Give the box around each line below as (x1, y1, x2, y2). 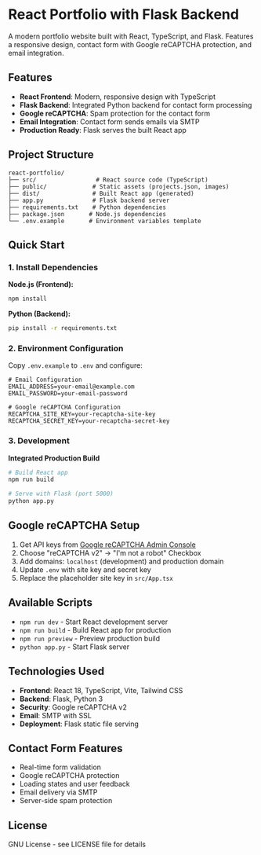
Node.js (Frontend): (8, 280, 74, 289)
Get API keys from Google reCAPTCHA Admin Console (19, 540, 196, 549)
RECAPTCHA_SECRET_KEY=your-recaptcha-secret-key (8, 417, 170, 425)
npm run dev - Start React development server (19, 617, 169, 626)
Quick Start (8, 238, 65, 251)
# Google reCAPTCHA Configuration (8, 403, 121, 412)
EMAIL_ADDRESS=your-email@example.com (8, 383, 135, 391)
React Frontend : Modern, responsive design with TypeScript (19, 92, 216, 101)
